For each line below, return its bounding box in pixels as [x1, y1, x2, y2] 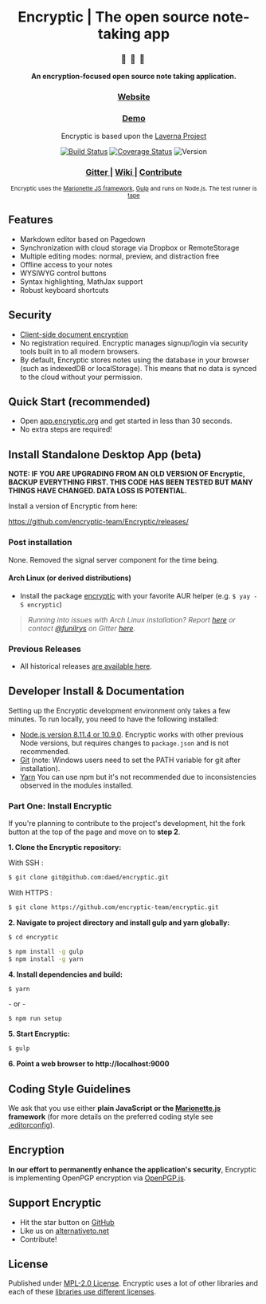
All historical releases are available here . [19, 662, 153, 671]
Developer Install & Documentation [8, 685, 185, 698]
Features [8, 213, 53, 227]
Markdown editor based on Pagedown [19, 234, 146, 243]
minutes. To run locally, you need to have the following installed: [8, 714, 219, 724]
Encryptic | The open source [18, 8, 209, 26]
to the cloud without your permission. [19, 372, 143, 381]
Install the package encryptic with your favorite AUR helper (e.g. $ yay [19, 591, 251, 600]
